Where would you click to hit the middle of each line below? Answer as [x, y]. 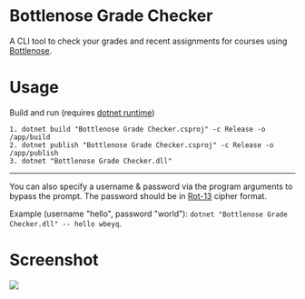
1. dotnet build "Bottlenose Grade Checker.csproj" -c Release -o [138, 129]
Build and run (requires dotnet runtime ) [82, 112]
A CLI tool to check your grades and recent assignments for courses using [148, 41]
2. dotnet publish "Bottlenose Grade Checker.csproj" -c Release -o [142, 145]
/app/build [30, 137]
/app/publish [34, 153]
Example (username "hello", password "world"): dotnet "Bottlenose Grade [148, 214]
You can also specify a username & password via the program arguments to [151, 186]
